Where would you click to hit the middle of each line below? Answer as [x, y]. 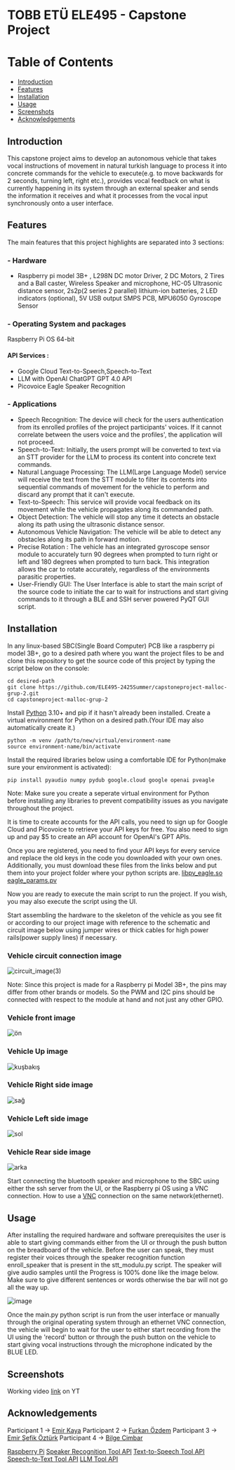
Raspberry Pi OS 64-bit [41, 339]
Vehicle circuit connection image [65, 955]
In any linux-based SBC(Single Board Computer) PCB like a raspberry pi [111, 646]
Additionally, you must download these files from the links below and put [112, 865]
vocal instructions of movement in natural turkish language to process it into [117, 165]
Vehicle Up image [38, 1051]
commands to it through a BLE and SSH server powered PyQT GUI [113, 599]
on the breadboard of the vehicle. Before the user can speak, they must [110, 1250]
